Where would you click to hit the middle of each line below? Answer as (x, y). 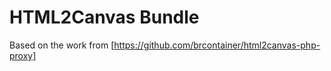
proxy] (23, 55)
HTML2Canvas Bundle (104, 17)
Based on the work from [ (62, 45)
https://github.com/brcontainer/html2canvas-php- (217, 45)
